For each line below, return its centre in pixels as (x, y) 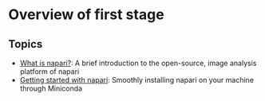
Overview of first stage (87, 15)
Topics (26, 44)
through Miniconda (51, 88)
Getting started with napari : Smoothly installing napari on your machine (136, 80)
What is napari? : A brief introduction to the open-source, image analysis (138, 63)
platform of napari (49, 72)
